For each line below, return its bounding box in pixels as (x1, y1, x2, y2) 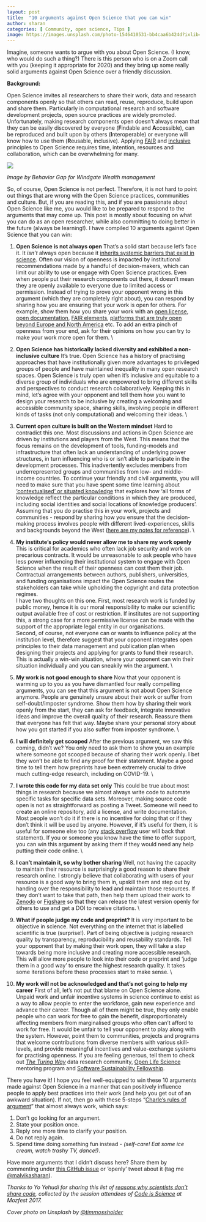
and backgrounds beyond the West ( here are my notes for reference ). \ (15, 527, 195, 534)
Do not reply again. (15, 1134, 64, 1141)
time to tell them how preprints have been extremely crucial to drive (15, 764, 186, 771)
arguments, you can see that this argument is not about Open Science (15, 687, 193, 695)
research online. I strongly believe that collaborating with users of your (15, 872, 194, 879)
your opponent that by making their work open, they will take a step (15, 942, 186, 950)
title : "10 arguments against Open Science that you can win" (7, 15, 172, 21)
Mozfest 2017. (7, 1197, 42, 1204)
